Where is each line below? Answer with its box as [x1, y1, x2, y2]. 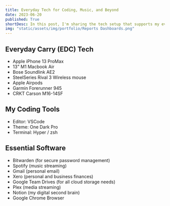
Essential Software [5, 144, 66, 152]
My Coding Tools [5, 105, 60, 114]
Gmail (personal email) [12, 168, 60, 174]
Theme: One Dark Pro [12, 124, 58, 130]
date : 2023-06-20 [5, 12, 42, 17]
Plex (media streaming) [12, 184, 61, 190]
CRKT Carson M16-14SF [12, 90, 63, 96]
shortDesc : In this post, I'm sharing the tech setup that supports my [5, 21, 159, 27]
